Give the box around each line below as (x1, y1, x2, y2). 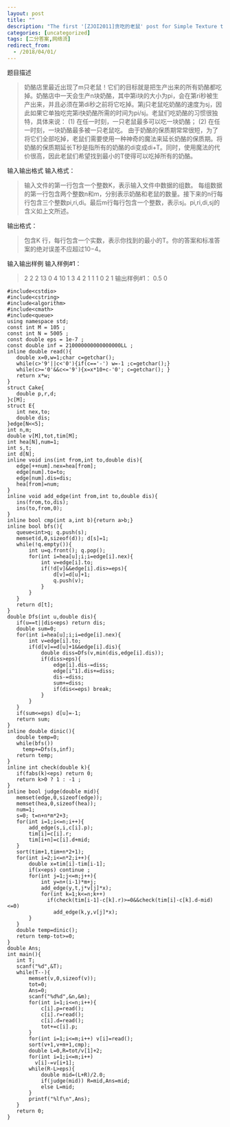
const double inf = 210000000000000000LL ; (7, 342, 134, 349)
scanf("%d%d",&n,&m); (28, 993, 91, 1000)
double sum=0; (16, 625, 57, 632)
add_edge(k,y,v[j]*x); (53, 909, 118, 916)
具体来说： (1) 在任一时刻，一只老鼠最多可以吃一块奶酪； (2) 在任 (36, 117, 221, 125)
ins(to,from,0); (16, 504, 63, 512)
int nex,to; (16, 408, 51, 415)
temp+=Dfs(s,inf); (22, 745, 76, 753)
